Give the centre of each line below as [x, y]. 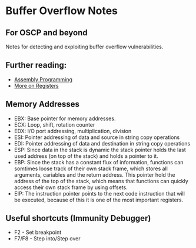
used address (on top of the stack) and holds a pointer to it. [86, 156]
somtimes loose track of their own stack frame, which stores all [91, 168]
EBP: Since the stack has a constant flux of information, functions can [99, 162]
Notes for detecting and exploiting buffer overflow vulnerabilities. [84, 47]
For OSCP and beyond [46, 33]
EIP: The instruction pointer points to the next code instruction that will [99, 193]
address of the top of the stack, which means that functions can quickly [101, 181]
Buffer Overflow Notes [62, 11]
